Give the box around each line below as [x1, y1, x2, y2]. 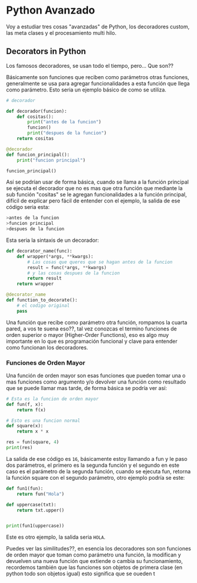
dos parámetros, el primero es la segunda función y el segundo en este [6, 461, 180, 469]
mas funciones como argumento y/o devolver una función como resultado [6, 378, 186, 385]
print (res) [6, 445, 33, 451]
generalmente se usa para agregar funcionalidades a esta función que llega [6, 80, 190, 87]
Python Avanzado [6, 4, 96, 17]
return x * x [17, 428, 49, 434]
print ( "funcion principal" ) [17, 157, 86, 163]
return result [27, 276, 62, 281]
